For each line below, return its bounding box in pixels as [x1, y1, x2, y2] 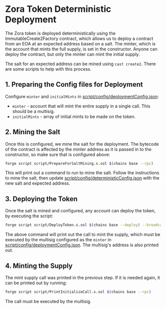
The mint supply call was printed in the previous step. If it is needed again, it [5, 274, 161, 280]
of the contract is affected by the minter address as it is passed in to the [5, 146, 152, 152]
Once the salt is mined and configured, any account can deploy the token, [5, 208, 156, 214]
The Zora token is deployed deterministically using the [5, 30, 116, 36]
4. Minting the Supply [5, 262, 73, 270]
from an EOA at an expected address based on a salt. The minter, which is [5, 40, 156, 46]
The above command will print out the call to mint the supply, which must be [5, 232, 161, 237]
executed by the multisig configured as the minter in [5, 237, 112, 243]
